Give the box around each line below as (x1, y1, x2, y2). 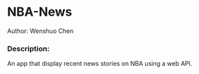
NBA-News (7, 4, 73, 20)
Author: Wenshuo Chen (7, 27, 74, 35)
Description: (7, 44, 50, 53)
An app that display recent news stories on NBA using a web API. (7, 60, 193, 68)
